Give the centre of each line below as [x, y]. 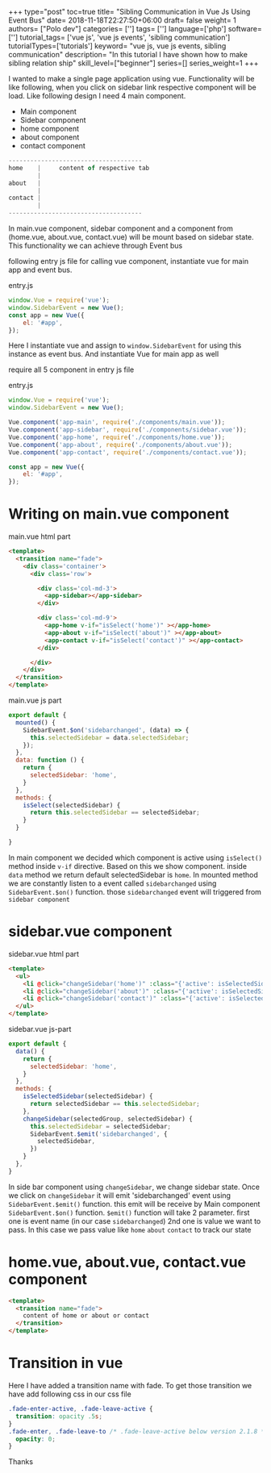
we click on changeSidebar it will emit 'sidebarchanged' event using [120, 1195]
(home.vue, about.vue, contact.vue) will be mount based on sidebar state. [131, 237]
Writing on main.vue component [119, 514]
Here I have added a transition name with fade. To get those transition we [130, 1385]
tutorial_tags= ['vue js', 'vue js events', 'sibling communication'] [125, 37]
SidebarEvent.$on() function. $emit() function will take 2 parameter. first [129, 1212]
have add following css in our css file [70, 1394]
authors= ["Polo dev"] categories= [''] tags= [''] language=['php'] [117, 29]
